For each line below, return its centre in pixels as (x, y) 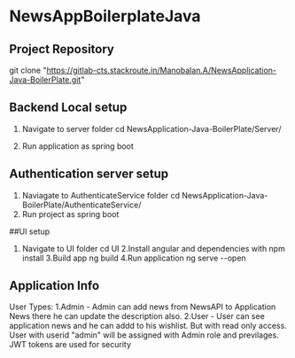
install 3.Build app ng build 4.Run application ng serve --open (134, 258)
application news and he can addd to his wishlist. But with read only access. (148, 326)
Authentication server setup (89, 174)
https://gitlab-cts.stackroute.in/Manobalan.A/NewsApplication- (162, 70)
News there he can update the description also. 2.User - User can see (137, 316)
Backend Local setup (68, 108)
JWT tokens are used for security (70, 345)
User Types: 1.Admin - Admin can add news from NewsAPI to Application (143, 307)
